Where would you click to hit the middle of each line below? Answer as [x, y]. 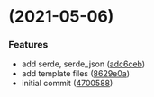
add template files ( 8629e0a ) [76, 74]
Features [28, 45]
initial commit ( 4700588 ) [67, 84]
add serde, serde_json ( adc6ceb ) [83, 64]
